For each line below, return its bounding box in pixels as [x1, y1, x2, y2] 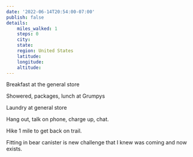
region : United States [17, 48, 74, 54]
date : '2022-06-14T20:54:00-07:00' [6, 8, 95, 15]
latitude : [17, 53, 42, 59]
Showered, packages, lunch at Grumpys [6, 92, 105, 99]
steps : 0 [17, 31, 39, 37]
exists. [6, 145, 23, 153]
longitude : [17, 59, 44, 65]
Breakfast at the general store [6, 81, 80, 88]
